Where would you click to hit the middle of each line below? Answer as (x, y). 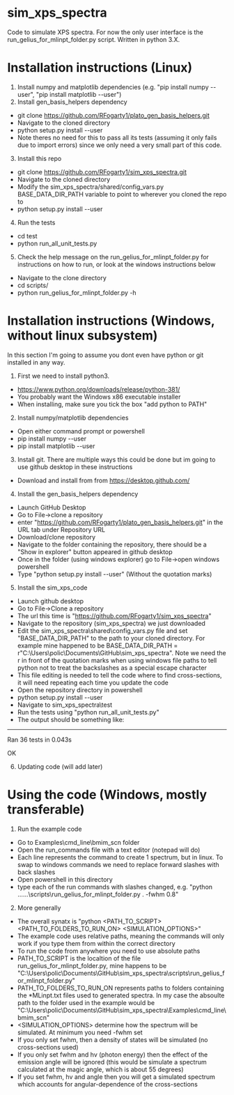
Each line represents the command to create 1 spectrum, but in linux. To (120, 857)
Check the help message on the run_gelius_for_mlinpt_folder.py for (113, 256)
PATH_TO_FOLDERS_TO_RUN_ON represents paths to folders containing (120, 988)
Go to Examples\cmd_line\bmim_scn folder (78, 842)
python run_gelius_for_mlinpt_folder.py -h (77, 292)
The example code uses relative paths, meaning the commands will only (121, 936)
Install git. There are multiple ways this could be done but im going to (116, 459)
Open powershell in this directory (65, 879)
